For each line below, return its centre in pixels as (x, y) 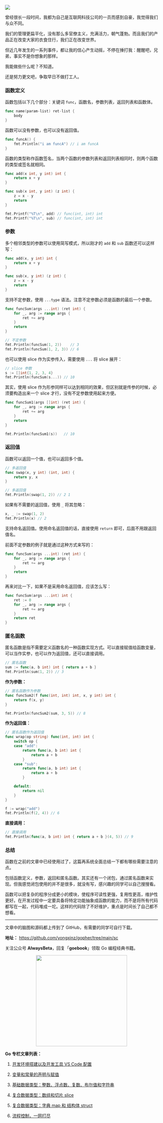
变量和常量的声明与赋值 (35, 1074)
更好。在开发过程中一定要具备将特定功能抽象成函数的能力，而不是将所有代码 (81, 900)
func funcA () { (20, 139)
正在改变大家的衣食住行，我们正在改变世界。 (54, 40)
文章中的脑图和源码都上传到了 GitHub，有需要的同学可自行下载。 (70, 928)
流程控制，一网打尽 (31, 1116)
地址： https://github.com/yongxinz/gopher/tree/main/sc (62, 938)
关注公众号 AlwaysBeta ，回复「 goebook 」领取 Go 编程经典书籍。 (72, 948)
